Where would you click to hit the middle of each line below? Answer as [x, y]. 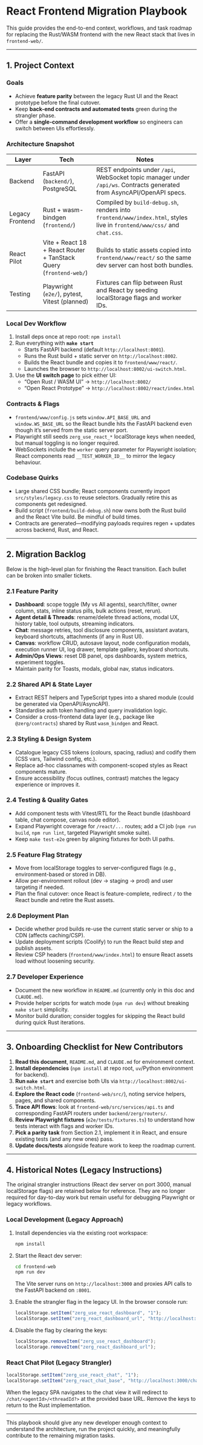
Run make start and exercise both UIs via [66, 1081]
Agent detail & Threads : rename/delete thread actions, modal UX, [97, 617]
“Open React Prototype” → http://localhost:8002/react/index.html [109, 388]
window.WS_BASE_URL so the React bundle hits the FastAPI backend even [103, 424]
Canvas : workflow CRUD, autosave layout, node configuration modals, [103, 643]
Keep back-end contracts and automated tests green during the [96, 109]
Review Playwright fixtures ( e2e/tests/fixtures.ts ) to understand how [105, 1120]
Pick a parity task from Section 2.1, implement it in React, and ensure [101, 1132]
